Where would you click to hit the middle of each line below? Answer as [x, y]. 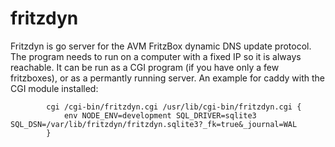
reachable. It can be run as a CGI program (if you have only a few [145, 67]
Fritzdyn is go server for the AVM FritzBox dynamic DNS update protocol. [161, 46]
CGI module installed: [54, 88]
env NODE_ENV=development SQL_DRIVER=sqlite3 [160, 115]
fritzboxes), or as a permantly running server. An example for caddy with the [167, 78]
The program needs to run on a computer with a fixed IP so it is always [156, 56]
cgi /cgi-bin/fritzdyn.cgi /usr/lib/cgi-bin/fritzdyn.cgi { [174, 107]
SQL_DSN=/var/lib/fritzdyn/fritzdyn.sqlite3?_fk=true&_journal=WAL [154, 124]
